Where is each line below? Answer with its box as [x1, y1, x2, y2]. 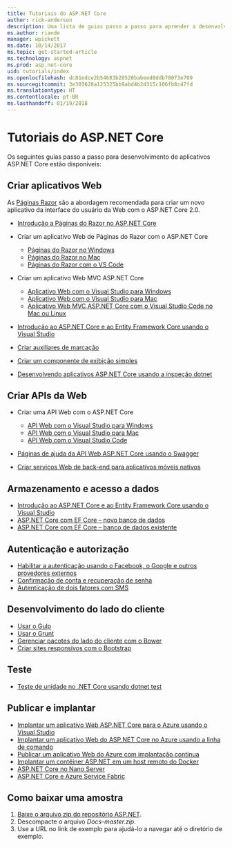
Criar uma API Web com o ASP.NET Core [17, 408, 134, 416]
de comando [17, 743, 54, 751]
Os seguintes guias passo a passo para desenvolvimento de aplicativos [7, 153, 211, 161]
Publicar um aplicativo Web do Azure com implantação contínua [17, 750, 200, 758]
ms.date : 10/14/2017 [7, 42, 67, 49]
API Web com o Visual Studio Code [27, 436, 128, 445]
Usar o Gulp [17, 622, 52, 630]
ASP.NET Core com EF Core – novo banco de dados [17, 516, 166, 525]
